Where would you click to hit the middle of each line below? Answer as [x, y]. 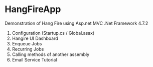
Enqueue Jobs [27, 43]
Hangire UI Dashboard [35, 38]
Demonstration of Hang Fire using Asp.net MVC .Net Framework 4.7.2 [76, 23]
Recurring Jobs [28, 49]
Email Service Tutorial [34, 59]
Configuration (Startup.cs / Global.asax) [53, 33]
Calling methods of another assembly [51, 54]
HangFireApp [33, 9]
